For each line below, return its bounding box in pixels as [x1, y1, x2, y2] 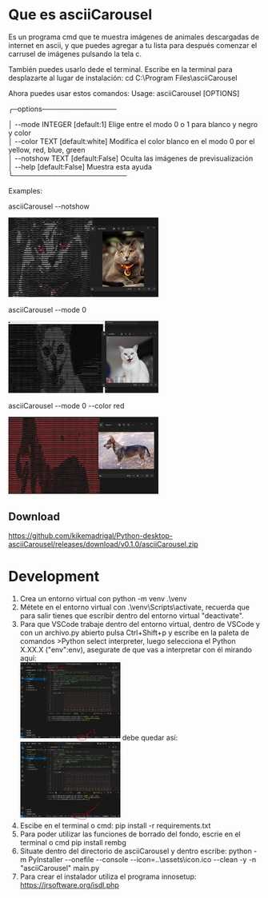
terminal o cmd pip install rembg [19, 837, 126, 847]
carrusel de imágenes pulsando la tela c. [8, 49, 142, 58]
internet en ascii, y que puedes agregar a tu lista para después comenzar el [8, 40, 258, 50]
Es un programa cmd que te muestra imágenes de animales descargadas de [8, 32, 260, 42]
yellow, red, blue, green [8, 145, 86, 154]
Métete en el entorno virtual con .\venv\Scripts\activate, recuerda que [19, 602, 250, 613]
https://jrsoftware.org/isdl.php [19, 880, 120, 889]
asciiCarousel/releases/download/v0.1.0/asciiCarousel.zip [8, 540, 198, 549]
